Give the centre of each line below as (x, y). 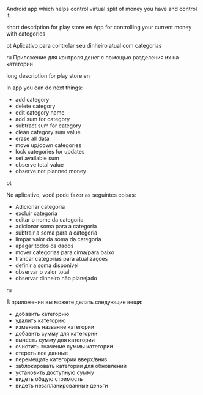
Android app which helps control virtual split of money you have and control (102, 9)
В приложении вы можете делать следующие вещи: (75, 302)
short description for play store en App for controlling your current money (99, 27)
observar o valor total (42, 272)
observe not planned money (51, 171)
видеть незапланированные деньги (61, 386)
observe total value (39, 164)
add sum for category (42, 119)
